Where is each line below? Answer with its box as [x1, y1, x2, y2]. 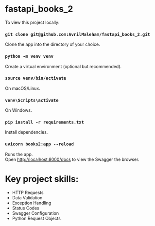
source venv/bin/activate [5, 75, 67, 81]
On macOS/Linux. [5, 85, 40, 91]
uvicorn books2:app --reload [5, 141, 74, 147]
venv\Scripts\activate [5, 97, 59, 103]
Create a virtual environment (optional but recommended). [5, 63, 122, 69]
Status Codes [12, 205, 40, 211]
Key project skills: [5, 174, 79, 184]
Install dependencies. [5, 129, 48, 135]
